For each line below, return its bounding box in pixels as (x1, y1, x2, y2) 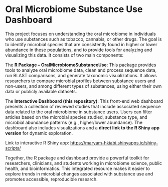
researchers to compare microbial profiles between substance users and (5, 78, 155, 84)
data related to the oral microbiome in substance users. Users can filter (5, 109, 152, 115)
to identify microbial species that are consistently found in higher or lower (5, 41, 157, 47)
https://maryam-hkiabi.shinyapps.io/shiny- (70, 139, 158, 146)
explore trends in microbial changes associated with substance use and (5, 170, 153, 176)
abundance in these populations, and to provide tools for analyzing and (5, 47, 152, 53)
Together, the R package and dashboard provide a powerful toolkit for (5, 154, 149, 161)
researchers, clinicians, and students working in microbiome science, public (5, 160, 162, 166)
